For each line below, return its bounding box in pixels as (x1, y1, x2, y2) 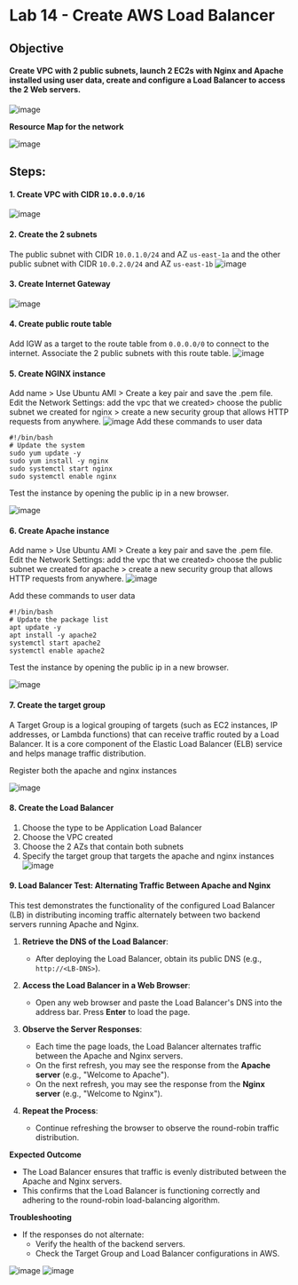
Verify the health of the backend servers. (35, 1239, 186, 1249)
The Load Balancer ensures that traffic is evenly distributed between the (21, 1167, 286, 1177)
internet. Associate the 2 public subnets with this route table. (9, 347, 231, 358)
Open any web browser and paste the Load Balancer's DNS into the (35, 997, 283, 1008)
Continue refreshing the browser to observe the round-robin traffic (35, 1122, 279, 1133)
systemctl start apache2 (9, 639, 101, 648)
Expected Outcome (9, 1149, 82, 1160)
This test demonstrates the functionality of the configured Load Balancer (9, 900, 275, 910)
